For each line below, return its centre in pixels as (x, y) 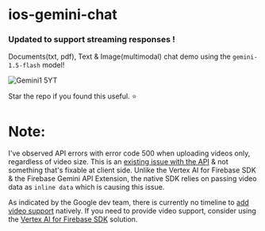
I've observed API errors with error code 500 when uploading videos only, (129, 153)
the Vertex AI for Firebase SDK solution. (73, 219)
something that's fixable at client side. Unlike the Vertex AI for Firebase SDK (132, 170)
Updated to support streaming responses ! (92, 40)
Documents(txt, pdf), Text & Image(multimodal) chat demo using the (120, 56)
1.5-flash (25, 66)
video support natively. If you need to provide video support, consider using (132, 211)
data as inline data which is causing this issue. (86, 187)
